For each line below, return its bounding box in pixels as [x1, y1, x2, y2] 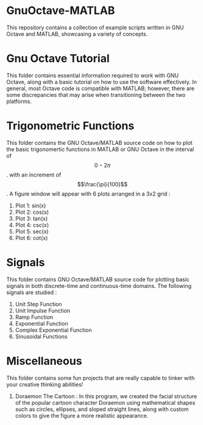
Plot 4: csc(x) [15, 221, 49, 228]
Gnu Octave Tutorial [6, 52, 110, 66]
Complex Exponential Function [15, 326, 92, 334]
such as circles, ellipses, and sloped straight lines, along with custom [15, 406, 189, 413]
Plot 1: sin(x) [15, 202, 46, 209]
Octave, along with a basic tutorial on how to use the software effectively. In [6, 78, 197, 85]
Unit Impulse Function [15, 307, 71, 314]
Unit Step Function [15, 300, 62, 307]
